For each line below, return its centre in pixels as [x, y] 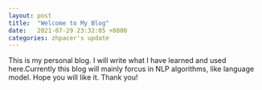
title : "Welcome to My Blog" [59, 23]
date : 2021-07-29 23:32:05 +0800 [68, 30]
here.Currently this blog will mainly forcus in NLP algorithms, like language [131, 69]
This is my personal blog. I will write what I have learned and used [117, 61]
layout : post [30, 16]
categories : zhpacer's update [59, 38]
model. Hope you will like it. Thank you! [73, 77]
